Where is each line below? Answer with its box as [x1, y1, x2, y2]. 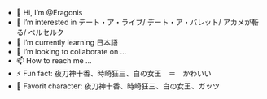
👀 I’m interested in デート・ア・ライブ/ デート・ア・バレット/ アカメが [15, 17, 252, 27]
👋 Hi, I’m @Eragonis [15, 8, 83, 17]
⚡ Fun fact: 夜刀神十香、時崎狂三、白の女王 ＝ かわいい [15, 69, 212, 78]
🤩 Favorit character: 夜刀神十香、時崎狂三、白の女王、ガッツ [15, 81, 220, 91]
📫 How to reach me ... [15, 56, 92, 65]
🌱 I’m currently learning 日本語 [15, 37, 118, 47]
